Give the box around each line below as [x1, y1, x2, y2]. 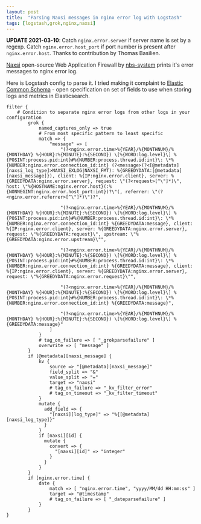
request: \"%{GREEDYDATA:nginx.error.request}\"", [6, 274, 136, 280]
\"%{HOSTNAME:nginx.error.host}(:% [22, 184, 112, 190]
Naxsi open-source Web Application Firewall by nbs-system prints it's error [6, 61, 194, 68]
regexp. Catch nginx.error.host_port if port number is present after [6, 43, 176, 50]
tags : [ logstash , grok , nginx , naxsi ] [6, 20, 96, 26]
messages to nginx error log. [6, 68, 78, 75]
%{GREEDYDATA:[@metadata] [116, 168, 182, 174]
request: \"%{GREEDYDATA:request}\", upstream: [6, 231, 129, 237]
